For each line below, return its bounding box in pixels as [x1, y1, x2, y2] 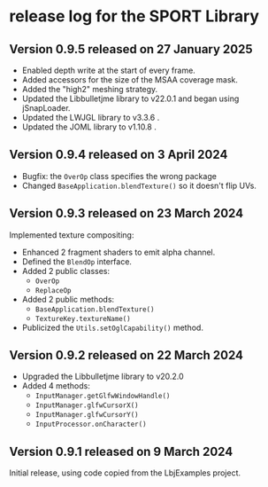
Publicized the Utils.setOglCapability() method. [21, 322, 203, 333]
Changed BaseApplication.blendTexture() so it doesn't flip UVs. [21, 180, 257, 191]
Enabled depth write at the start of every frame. [21, 65, 196, 75]
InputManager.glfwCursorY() [34, 411, 139, 420]
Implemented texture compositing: [9, 229, 134, 240]
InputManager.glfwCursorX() [34, 401, 139, 410]
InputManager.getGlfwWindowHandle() [34, 392, 171, 401]
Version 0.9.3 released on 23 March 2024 [9, 206, 244, 221]
